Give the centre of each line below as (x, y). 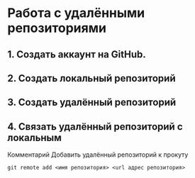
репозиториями (57, 28)
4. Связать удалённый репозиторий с (95, 127)
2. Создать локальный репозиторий (91, 78)
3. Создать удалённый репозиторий (92, 102)
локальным (35, 137)
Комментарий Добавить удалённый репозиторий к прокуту (98, 155)
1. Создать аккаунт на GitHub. (77, 54)
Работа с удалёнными (76, 13)
